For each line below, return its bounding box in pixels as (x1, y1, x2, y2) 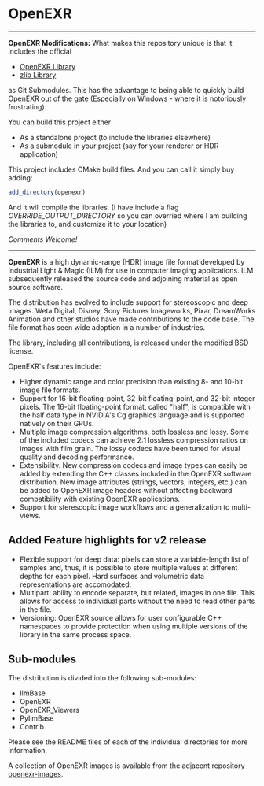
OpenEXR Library (19, 61, 76, 71)
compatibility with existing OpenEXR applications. (19, 494, 181, 503)
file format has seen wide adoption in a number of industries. (8, 322, 206, 332)
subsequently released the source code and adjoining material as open (8, 273, 238, 284)
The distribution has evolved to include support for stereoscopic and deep (8, 297, 249, 307)
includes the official (8, 46, 72, 56)
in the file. (19, 604, 53, 614)
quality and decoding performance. (19, 452, 134, 462)
